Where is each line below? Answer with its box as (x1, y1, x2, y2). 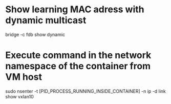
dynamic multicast (5, 14, 87, 26)
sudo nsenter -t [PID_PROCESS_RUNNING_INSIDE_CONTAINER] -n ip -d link (5, 88, 166, 94)
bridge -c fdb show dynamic (5, 31, 66, 37)
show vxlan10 (5, 93, 34, 99)
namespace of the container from (5, 60, 151, 72)
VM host (5, 71, 42, 83)
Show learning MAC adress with (5, 4, 144, 15)
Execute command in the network (5, 50, 152, 61)
